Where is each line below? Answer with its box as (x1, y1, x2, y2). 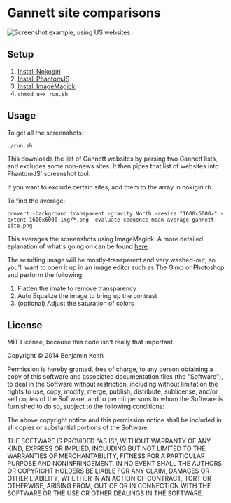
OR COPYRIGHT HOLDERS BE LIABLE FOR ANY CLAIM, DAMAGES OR (7, 467, 210, 475)
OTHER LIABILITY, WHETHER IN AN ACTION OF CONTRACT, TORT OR (7, 474, 211, 483)
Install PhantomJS (17, 74, 70, 83)
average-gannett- (167, 216, 218, 223)
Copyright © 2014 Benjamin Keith (7, 351, 104, 360)
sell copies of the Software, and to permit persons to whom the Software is (7, 395, 224, 403)
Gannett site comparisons (7, 5, 161, 21)
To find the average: (7, 196, 65, 205)
